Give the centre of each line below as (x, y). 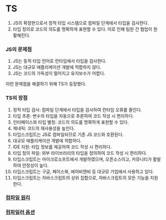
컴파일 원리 (18, 198)
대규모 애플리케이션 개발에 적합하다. (47, 140)
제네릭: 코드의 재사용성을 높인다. (44, 128)
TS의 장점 (17, 98)
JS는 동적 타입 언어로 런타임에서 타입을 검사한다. (60, 61)
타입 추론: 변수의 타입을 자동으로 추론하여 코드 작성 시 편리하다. (73, 116)
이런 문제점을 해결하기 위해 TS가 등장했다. (46, 84)
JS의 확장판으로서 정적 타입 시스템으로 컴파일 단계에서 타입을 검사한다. (81, 23)
